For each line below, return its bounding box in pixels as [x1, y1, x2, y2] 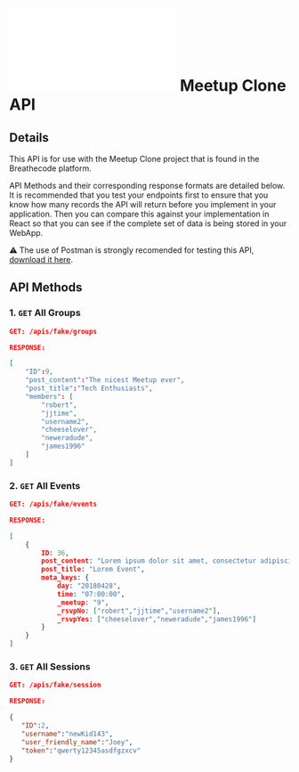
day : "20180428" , [56, 581, 122, 590]
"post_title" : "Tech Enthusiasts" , [25, 384, 153, 394]
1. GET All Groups [9, 306, 82, 319]
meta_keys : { [41, 573, 90, 582]
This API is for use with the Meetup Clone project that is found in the [9, 154, 260, 164]
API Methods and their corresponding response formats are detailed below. [9, 181, 286, 191]
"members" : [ [25, 392, 74, 401]
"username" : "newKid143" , [20, 729, 114, 738]
